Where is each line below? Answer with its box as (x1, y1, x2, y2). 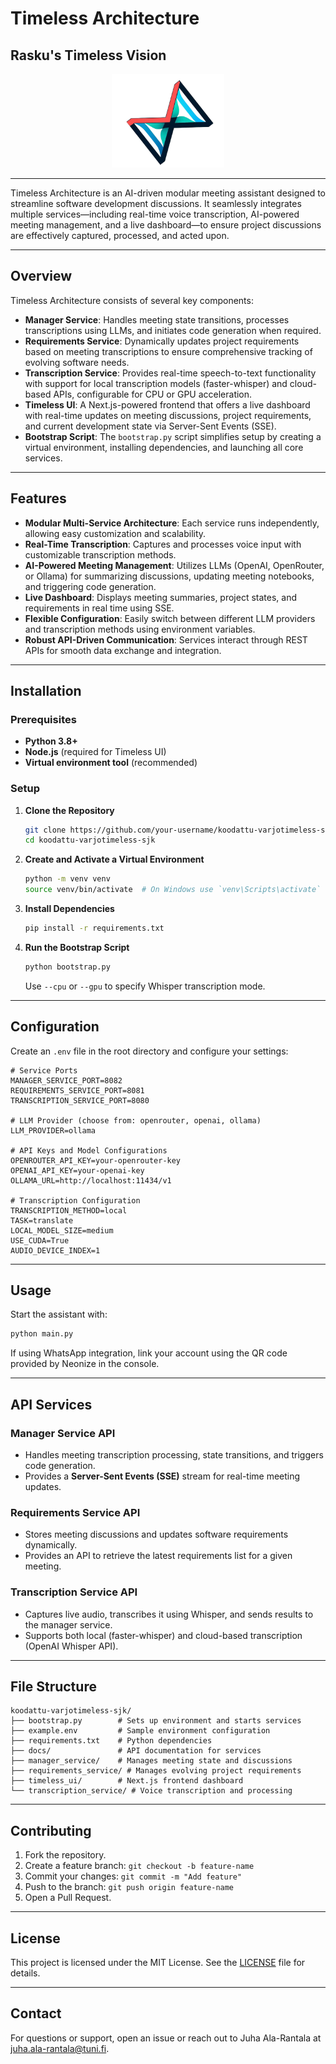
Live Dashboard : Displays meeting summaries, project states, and (24, 591, 298, 603)
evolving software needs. (24, 356, 130, 368)
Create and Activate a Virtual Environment (24, 853, 205, 866)
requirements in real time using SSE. (24, 602, 175, 614)
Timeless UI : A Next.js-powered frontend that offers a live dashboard (24, 398, 311, 411)
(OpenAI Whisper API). (24, 1640, 119, 1652)
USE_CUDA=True (10, 1235, 70, 1246)
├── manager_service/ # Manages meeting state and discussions (10, 1756, 293, 1766)
